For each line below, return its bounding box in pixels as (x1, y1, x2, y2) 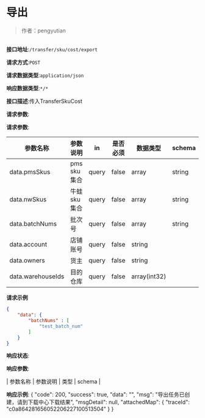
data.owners (9, 256, 46, 265)
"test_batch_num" (38, 323, 84, 330)
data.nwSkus (9, 195, 47, 204)
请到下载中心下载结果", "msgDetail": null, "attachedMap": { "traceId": (16, 398, 190, 406)
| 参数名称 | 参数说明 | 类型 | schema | (6, 378, 101, 385)
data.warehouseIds (9, 272, 65, 281)
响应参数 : (6, 365, 30, 372)
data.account (9, 240, 48, 249)
